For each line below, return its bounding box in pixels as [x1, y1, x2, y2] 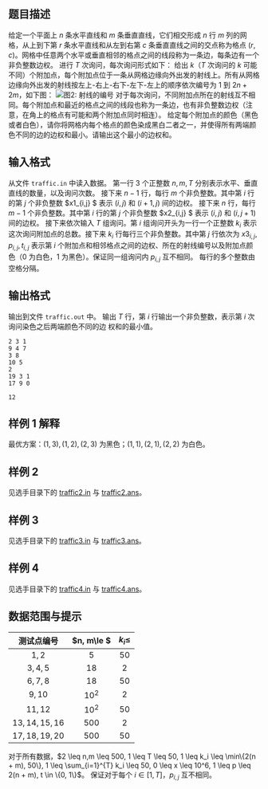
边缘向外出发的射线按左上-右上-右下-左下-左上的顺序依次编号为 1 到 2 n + [8, 80, 247, 89]
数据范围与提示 [8, 610, 82, 623]
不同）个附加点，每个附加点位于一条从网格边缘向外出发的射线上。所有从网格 [8, 70, 260, 80]
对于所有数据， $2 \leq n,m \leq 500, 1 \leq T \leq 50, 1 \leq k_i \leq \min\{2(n [8, 752, 257, 761]
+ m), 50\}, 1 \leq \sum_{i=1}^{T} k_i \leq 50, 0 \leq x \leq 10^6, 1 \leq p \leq [8, 760, 251, 771]
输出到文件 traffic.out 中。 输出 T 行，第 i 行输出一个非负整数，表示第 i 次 [8, 312, 255, 321]
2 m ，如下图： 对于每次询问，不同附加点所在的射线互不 [8, 90, 249, 100]
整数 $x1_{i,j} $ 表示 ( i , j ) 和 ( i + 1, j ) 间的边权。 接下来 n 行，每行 [49, 198, 257, 207]
